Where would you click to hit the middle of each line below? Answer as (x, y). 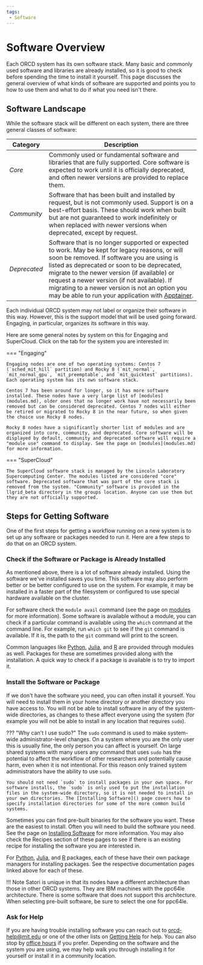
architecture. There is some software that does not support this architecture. (101, 895)
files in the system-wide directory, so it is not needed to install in (100, 793)
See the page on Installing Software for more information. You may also (95, 833)
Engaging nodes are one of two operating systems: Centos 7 (84, 364)
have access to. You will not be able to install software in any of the (90, 708)
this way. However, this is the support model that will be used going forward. (101, 317)
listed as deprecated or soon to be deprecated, (115, 265)
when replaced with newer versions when (108, 226)
